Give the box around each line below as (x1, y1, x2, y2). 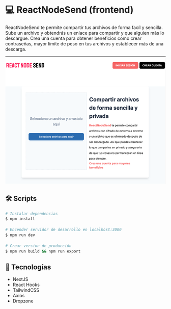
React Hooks (12, 281, 40, 288)
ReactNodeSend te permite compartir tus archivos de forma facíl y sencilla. (5, 24, 163, 31)
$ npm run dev (5, 233, 36, 238)
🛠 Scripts (5, 194, 37, 203)
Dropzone (12, 298, 34, 304)
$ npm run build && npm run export (5, 248, 81, 254)
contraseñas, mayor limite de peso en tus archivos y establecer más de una (5, 40, 164, 46)
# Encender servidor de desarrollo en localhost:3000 (5, 227, 122, 233)
